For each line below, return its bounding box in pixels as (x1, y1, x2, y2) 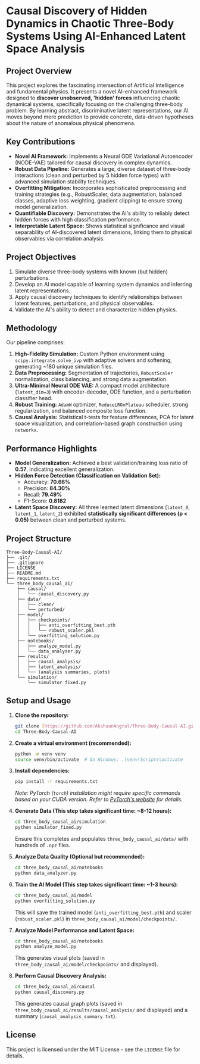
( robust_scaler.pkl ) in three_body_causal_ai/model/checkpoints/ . (14, 915, 177, 922)
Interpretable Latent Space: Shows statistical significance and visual (14, 222, 185, 229)
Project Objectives (6, 252, 76, 263)
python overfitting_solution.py (14, 898, 95, 904)
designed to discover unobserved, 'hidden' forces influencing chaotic (6, 94, 180, 101)
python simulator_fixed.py (14, 825, 82, 831)
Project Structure (6, 533, 71, 544)
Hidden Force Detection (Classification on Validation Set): (14, 472, 161, 479)
